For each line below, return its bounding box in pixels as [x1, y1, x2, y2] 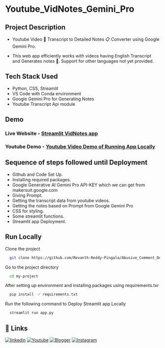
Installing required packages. [12, 176, 71, 182]
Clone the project [5, 246, 40, 252]
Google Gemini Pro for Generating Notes [12, 96, 94, 102]
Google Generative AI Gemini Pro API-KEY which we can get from [12, 182, 145, 188]
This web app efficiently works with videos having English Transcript [12, 53, 151, 58]
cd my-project [9, 274, 38, 279]
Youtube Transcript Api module [12, 101, 75, 107]
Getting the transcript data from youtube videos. [12, 198, 110, 203]
